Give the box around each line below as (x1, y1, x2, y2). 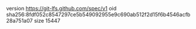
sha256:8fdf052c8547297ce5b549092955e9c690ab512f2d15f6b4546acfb (6, 11, 191, 18)
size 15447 (34, 17, 61, 24)
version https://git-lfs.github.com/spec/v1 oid (6, 5, 117, 12)
